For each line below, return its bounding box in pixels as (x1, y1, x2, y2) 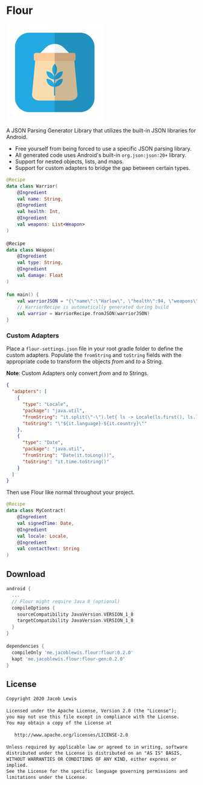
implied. (6, 763, 28, 769)
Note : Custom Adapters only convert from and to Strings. (6, 370, 149, 377)
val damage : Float (17, 273, 63, 279)
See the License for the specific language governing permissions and (6, 769, 188, 775)
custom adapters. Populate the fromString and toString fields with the (6, 351, 182, 359)
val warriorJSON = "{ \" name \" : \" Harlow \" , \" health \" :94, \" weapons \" (17, 298, 199, 304)
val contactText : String (17, 546, 80, 552)
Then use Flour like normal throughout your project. (6, 489, 135, 496)
